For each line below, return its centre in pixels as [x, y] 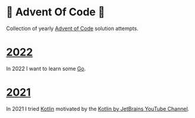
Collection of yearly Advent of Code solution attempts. [72, 28]
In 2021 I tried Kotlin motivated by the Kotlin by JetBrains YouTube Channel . [98, 109]
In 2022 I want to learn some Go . [46, 68]
